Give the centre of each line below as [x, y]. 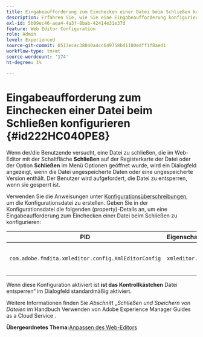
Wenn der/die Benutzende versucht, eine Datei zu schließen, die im [90, 153]
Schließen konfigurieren [69, 123]
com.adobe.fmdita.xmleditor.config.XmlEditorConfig [85, 258]
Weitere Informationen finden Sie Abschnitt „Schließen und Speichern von [98, 303]
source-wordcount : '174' [37, 57]
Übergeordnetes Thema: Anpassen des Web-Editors [72, 327]
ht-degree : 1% [24, 62]
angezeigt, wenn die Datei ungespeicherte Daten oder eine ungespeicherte [100, 172]
